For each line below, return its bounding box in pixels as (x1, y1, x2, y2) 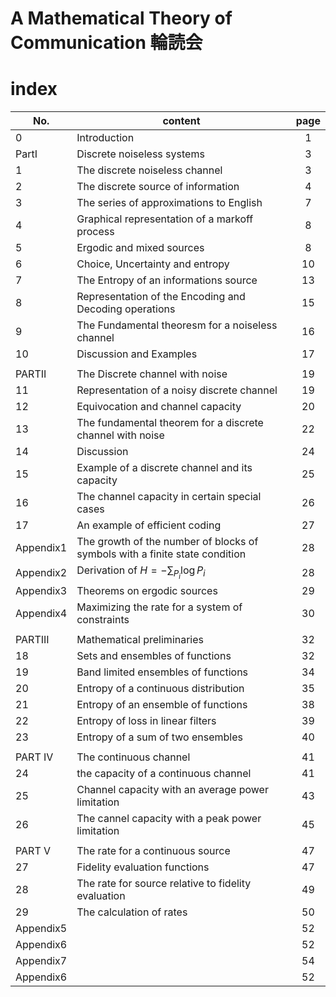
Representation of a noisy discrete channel (76, 383, 278, 397)
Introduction (76, 131, 135, 145)
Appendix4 (15, 606, 68, 620)
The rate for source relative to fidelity (76, 876, 252, 890)
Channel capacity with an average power (76, 782, 269, 796)
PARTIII (15, 632, 50, 646)
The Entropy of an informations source (76, 273, 258, 287)
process (76, 225, 115, 239)
